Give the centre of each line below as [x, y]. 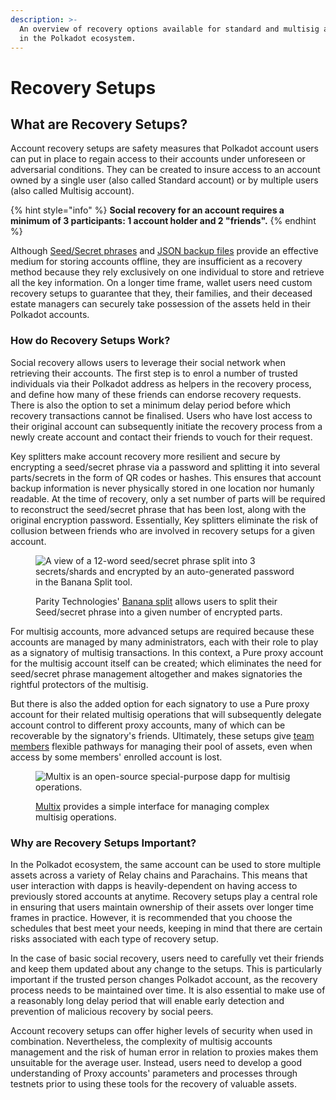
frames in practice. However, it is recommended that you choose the [151, 917]
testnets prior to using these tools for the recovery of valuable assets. [153, 1083]
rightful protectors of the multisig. [79, 684]
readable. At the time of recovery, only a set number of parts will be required [168, 498]
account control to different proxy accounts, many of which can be [148, 725]
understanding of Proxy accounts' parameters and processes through [154, 1073]
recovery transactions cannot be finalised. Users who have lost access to [161, 415]
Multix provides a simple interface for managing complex [152, 806]
